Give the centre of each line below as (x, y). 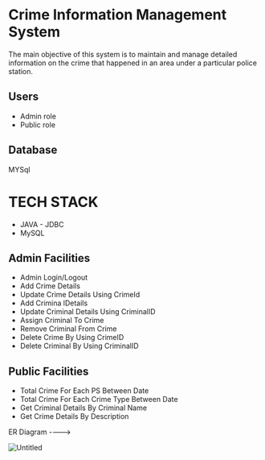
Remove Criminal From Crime (68, 329)
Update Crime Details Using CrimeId (80, 295)
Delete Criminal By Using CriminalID (79, 346)
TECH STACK (53, 202)
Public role (38, 124)
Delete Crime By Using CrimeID (72, 338)
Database (33, 150)
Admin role (38, 116)
